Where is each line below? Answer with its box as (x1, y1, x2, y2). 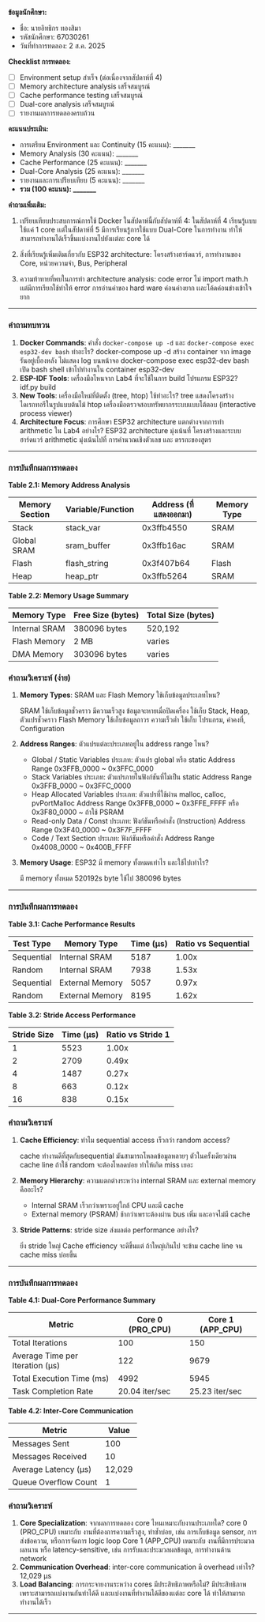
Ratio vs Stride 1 (106, 1028, 170, 1039)
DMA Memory (12, 648, 64, 659)
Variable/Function (65, 504, 135, 515)
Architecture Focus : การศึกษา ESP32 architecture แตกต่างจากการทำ (19, 417, 225, 426)
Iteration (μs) (12, 1360, 61, 1371)
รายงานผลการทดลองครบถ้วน (19, 108, 95, 118)
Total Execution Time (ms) (12, 1373, 110, 1384)
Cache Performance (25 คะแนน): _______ (19, 158, 147, 168)
